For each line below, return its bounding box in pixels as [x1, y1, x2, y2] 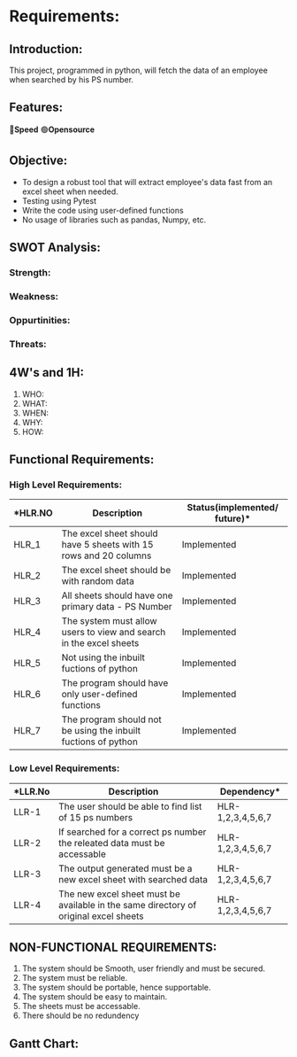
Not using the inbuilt [61, 651, 146, 664]
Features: [9, 100, 64, 115]
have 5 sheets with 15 [61, 539, 154, 551]
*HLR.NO [13, 507, 53, 519]
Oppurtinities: [9, 314, 71, 326]
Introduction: [9, 42, 83, 57]
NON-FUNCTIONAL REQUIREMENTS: [9, 939, 217, 954]
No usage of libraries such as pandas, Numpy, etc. [21, 214, 207, 225]
